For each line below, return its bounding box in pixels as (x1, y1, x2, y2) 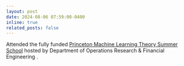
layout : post (6, 8, 38, 15)
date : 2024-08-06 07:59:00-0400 (6, 14, 85, 20)
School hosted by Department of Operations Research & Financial (6, 47, 165, 54)
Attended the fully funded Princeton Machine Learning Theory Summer (6, 41, 178, 48)
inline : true (6, 19, 38, 25)
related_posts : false (6, 25, 59, 31)
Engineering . (6, 53, 38, 60)
